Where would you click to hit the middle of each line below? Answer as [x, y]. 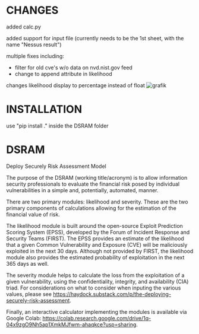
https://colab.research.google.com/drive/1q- [97, 318]
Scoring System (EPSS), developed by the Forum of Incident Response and [98, 232]
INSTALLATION [44, 109]
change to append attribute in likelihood [64, 74]
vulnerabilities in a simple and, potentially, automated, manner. [82, 190]
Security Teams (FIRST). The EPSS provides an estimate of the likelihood [95, 238]
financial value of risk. [33, 214]
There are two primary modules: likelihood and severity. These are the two [97, 202]
